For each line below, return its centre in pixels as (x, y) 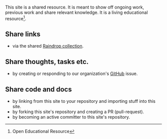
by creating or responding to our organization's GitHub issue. (75, 73)
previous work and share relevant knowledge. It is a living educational (77, 12)
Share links (23, 34)
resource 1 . (16, 18)
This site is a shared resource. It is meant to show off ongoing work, (75, 7)
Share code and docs (39, 89)
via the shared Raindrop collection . (48, 46)
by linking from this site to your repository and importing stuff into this (84, 101)
